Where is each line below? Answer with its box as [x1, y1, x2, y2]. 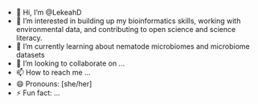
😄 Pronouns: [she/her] [15, 79, 92, 88]
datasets [15, 50, 46, 59]
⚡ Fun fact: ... [15, 88, 60, 98]
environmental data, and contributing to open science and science [15, 25, 236, 34]
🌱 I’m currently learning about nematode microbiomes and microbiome [15, 42, 251, 51]
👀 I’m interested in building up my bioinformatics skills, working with [15, 16, 241, 26]
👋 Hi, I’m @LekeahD [15, 8, 82, 17]
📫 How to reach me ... [15, 68, 91, 77]
